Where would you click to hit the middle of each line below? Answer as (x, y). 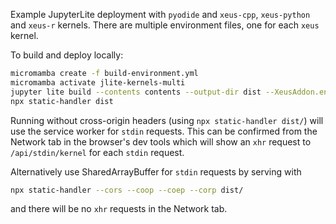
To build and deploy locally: (67, 55)
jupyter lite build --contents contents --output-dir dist (136, 92)
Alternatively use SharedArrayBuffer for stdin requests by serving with (156, 171)
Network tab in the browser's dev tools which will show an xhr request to (161, 141)
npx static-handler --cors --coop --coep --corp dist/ (127, 190)
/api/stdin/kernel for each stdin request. (97, 152)
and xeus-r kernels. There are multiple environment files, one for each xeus (165, 25)
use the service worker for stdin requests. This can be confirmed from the (164, 131)
